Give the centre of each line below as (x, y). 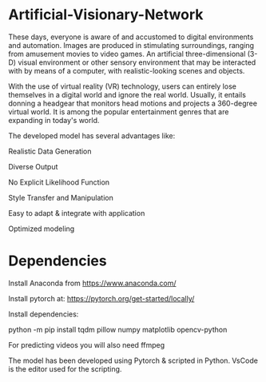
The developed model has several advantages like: (92, 135)
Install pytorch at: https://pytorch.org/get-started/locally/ (101, 298)
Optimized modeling (42, 229)
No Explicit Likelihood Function (59, 182)
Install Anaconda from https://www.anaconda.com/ (93, 283)
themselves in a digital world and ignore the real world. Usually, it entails (127, 94)
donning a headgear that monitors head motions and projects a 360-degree (133, 103)
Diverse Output (33, 166)
